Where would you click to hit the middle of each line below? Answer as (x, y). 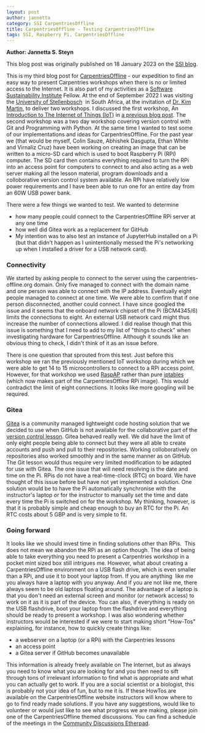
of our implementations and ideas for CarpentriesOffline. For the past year (100, 135)
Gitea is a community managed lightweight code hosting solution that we (98, 423)
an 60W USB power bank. (39, 193)
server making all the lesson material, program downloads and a (87, 173)
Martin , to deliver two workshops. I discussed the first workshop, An (92, 108)
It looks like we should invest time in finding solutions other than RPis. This (101, 544)
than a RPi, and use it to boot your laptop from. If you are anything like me (100, 576)
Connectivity (26, 265)
